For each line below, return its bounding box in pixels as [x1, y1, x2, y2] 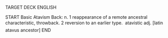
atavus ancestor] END [5, 27, 51, 33]
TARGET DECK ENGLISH [5, 5, 57, 10]
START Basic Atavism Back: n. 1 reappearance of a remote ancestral [5, 14, 148, 20]
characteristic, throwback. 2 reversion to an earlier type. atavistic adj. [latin [5, 20, 163, 26]
